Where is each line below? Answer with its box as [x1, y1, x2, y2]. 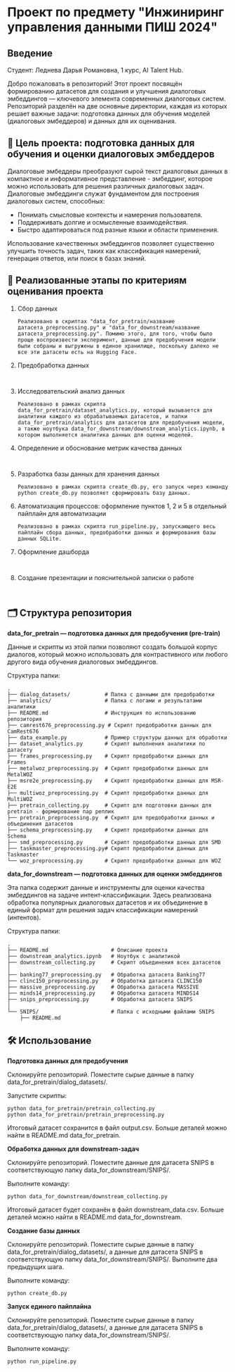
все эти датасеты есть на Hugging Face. [17, 348, 137, 355]
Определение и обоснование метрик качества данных [17, 443, 182, 452]
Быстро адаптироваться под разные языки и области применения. [17, 225, 219, 234]
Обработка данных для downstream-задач [7, 1145, 140, 1153]
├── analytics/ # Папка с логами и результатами [7, 698, 202, 705]
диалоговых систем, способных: [7, 196, 105, 205]
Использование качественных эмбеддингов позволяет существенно [7, 239, 215, 247]
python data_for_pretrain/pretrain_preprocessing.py [7, 1112, 165, 1119]
